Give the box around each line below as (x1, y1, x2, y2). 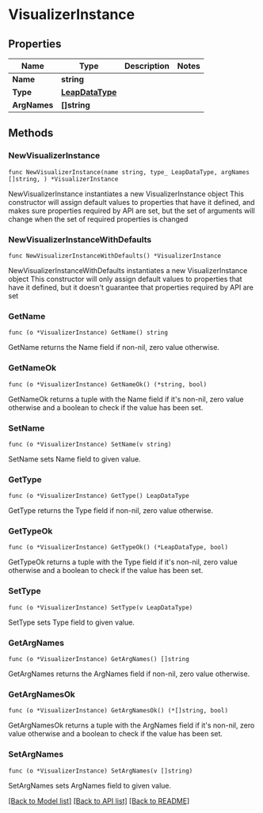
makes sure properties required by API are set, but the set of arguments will (8, 206, 255, 215)
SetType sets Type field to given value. (8, 617, 135, 627)
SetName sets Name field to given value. (8, 454, 141, 464)
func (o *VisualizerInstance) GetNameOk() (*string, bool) (8, 380, 208, 389)
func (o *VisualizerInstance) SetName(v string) (8, 440, 172, 448)
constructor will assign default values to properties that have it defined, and (8, 197, 255, 207)
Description (124, 61, 170, 71)
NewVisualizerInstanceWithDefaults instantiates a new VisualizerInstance (8, 265, 248, 275)
